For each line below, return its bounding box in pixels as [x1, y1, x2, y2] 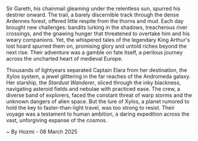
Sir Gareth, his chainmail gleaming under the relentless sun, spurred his [6, 5, 181, 12]
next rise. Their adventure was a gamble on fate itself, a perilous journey [6, 49, 183, 55]
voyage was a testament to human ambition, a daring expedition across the [6, 110, 190, 117]
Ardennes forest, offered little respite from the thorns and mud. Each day [6, 18, 184, 24]
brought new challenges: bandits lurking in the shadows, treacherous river [6, 24, 188, 31]
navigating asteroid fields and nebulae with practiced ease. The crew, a [6, 86, 181, 92]
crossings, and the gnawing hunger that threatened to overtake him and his [6, 30, 190, 37]
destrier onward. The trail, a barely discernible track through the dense [6, 11, 180, 18]
